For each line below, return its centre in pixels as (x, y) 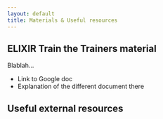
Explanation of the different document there (81, 86)
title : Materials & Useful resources (63, 20)
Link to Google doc (45, 79)
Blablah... (21, 65)
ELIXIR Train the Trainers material (82, 49)
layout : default (31, 14)
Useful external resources (65, 108)
